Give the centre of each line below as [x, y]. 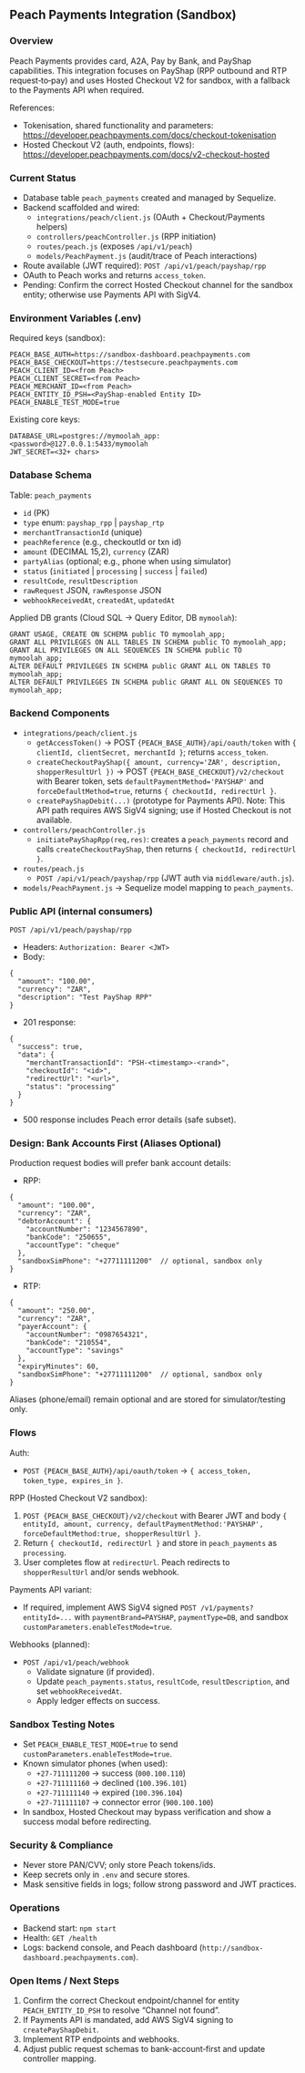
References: [32, 108]
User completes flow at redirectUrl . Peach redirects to [126, 1562]
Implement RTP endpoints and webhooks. [101, 2039]
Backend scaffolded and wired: [81, 207]
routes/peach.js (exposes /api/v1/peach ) [114, 246]
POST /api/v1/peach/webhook [76, 1663]
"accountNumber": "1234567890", [87, 1230]
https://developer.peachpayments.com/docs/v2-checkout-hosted [146, 154]
